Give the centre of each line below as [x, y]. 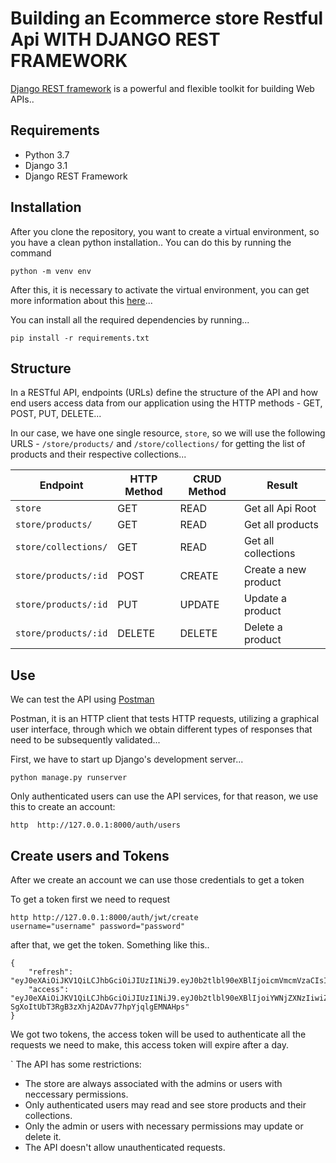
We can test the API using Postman [82, 699]
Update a [265, 599]
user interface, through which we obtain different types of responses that [161, 729]
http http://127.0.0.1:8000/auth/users [96, 825]
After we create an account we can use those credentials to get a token [157, 880]
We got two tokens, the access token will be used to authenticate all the [158, 1034]
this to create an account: [63, 807]
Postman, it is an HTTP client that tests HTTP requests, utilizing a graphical [165, 719]
